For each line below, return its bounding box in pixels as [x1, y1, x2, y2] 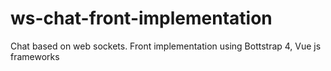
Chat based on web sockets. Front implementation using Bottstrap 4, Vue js [10, 40, 322, 52]
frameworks [10, 50, 60, 62]
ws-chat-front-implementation [10, 7, 273, 30]
